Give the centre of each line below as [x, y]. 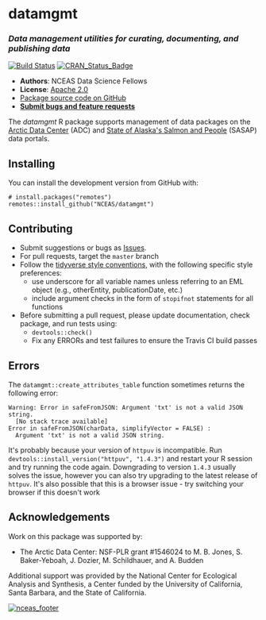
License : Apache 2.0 [54, 90]
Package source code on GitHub [73, 98]
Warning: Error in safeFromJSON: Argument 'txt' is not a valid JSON [126, 407]
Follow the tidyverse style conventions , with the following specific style [136, 265]
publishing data [39, 48]
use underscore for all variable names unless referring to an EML [137, 282]
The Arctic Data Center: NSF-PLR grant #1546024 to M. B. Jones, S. [131, 552]
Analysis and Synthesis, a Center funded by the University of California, [125, 583]
